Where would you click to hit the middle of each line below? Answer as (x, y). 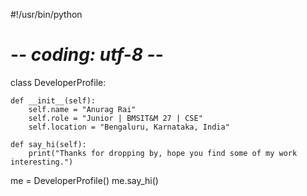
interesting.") (42, 162)
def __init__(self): (53, 100)
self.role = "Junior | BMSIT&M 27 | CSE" (115, 118)
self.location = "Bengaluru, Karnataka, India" (129, 127)
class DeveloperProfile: (58, 82)
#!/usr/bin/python (46, 14)
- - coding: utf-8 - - (87, 55)
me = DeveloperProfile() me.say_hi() (84, 180)
